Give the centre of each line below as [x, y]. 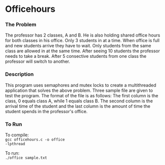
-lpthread [15, 144]
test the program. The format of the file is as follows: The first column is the [82, 95]
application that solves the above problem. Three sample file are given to [79, 90]
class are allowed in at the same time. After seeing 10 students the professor [82, 51]
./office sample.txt [26, 158]
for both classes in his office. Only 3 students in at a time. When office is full [82, 41]
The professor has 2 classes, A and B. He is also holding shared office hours [83, 35]
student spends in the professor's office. [46, 111]
